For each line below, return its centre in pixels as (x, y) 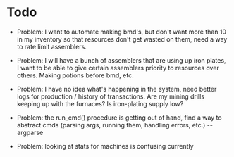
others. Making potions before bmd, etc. (75, 75)
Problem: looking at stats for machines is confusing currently (105, 146)
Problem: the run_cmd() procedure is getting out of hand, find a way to (119, 118)
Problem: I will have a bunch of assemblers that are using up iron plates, (121, 60)
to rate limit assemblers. (52, 46)
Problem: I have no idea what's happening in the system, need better (117, 89)
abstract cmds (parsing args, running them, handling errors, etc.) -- (115, 125)
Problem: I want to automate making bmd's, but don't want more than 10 (122, 32)
